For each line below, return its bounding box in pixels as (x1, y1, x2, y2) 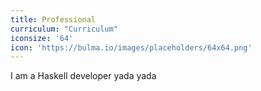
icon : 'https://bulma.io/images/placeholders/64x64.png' (10, 42, 253, 53)
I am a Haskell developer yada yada (10, 70, 157, 82)
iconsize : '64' (10, 33, 74, 43)
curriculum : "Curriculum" (10, 24, 118, 34)
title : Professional (10, 14, 97, 25)
